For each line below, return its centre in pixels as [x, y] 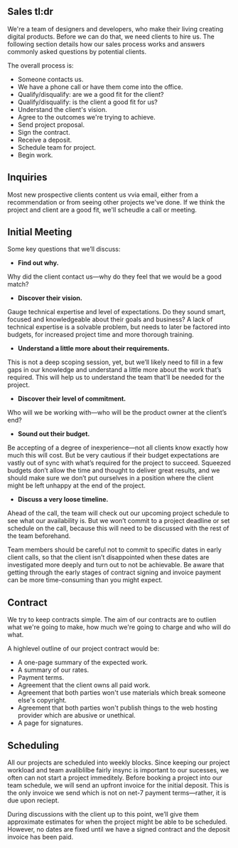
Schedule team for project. [56, 147]
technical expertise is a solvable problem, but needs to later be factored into [119, 327]
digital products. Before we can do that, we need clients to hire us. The [111, 36]
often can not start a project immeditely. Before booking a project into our [115, 778]
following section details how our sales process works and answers [106, 44]
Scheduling [33, 745]
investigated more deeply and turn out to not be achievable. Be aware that [116, 565]
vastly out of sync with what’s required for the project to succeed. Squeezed [119, 463]
